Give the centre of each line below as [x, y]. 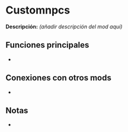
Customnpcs [38, 10]
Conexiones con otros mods [59, 78]
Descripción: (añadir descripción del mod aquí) [64, 27]
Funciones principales [47, 45]
